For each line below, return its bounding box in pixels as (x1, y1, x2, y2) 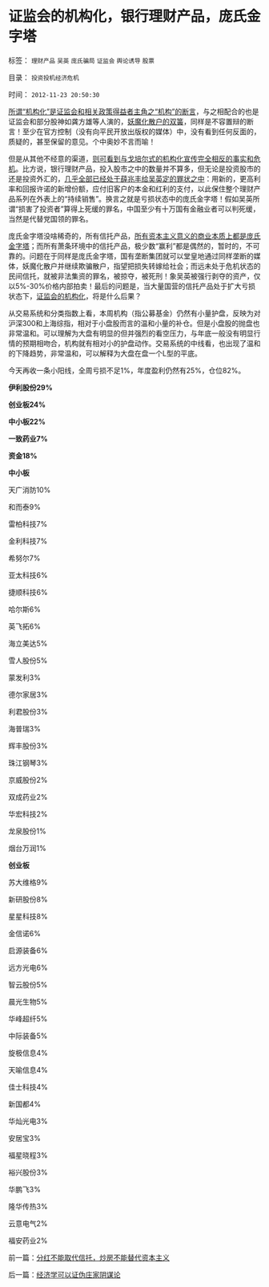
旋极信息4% (8, 1048, 48, 1057)
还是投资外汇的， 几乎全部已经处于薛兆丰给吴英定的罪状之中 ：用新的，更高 (8, 173, 254, 183)
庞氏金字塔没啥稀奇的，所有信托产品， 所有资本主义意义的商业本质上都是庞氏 (8, 230, 261, 241)
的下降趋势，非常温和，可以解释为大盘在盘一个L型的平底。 (8, 348, 202, 358)
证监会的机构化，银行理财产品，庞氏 (8, 7, 247, 26)
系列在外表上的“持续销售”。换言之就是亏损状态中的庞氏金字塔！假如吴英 (14, 193, 254, 203)
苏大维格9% (8, 877, 48, 887)
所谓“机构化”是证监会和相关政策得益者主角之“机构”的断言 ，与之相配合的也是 (8, 106, 259, 116)
